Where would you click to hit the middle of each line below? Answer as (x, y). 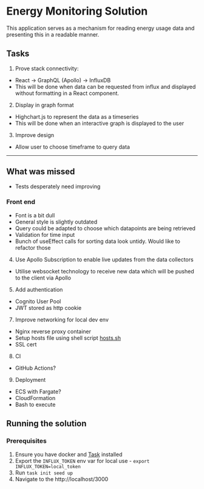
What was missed (41, 172)
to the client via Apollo (43, 278)
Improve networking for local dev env (62, 319)
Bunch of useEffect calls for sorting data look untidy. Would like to (97, 241)
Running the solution (46, 424)
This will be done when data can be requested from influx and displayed (105, 86)
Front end (21, 202)
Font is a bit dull (35, 215)
